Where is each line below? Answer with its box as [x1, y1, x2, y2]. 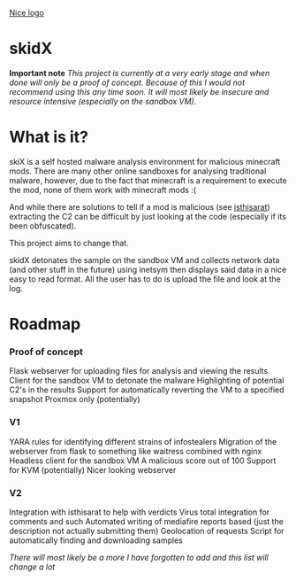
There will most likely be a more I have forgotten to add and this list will [9, 552, 269, 562]
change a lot [9, 562, 56, 572]
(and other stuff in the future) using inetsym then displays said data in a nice [9, 264, 287, 275]
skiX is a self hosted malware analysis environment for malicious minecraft [9, 156, 281, 167]
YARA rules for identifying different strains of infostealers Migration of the [9, 436, 277, 446]
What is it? [9, 128, 89, 147]
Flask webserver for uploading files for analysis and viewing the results [9, 366, 269, 376]
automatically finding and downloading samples [9, 535, 183, 546]
